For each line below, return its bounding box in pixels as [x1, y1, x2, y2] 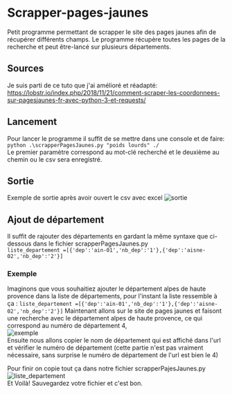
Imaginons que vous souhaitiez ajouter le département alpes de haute [7, 284, 206, 293]
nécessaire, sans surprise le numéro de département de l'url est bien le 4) [7, 351, 219, 359]
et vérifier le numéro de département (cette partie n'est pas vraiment [7, 343, 204, 352]
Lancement [7, 116, 57, 128]
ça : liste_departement [7, 300, 73, 308]
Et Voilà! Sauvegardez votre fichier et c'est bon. [7, 379, 143, 388]
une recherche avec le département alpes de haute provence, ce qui [7, 314, 203, 323]
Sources [7, 62, 44, 74]
